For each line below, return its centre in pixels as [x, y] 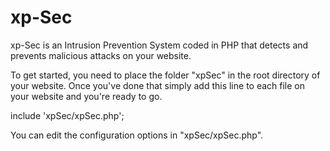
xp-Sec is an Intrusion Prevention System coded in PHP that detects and [159, 45]
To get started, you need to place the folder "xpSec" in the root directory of [165, 75]
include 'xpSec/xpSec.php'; [67, 115]
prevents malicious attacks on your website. [101, 55]
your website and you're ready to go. [86, 96]
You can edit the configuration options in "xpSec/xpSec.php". [137, 135]
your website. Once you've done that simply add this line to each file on [158, 85]
